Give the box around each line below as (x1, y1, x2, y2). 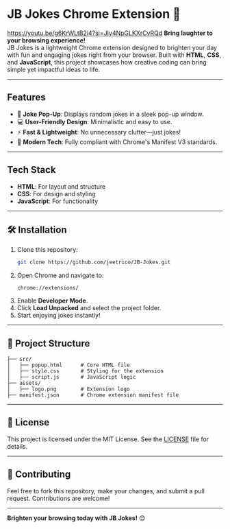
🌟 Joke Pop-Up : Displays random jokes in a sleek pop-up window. (16, 110, 204, 118)
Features (7, 92, 46, 104)
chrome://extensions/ (16, 285, 79, 292)
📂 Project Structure (7, 338, 90, 349)
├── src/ (7, 356, 32, 363)
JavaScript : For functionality (16, 197, 99, 205)
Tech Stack (7, 164, 56, 176)
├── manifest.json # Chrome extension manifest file (7, 392, 179, 399)
